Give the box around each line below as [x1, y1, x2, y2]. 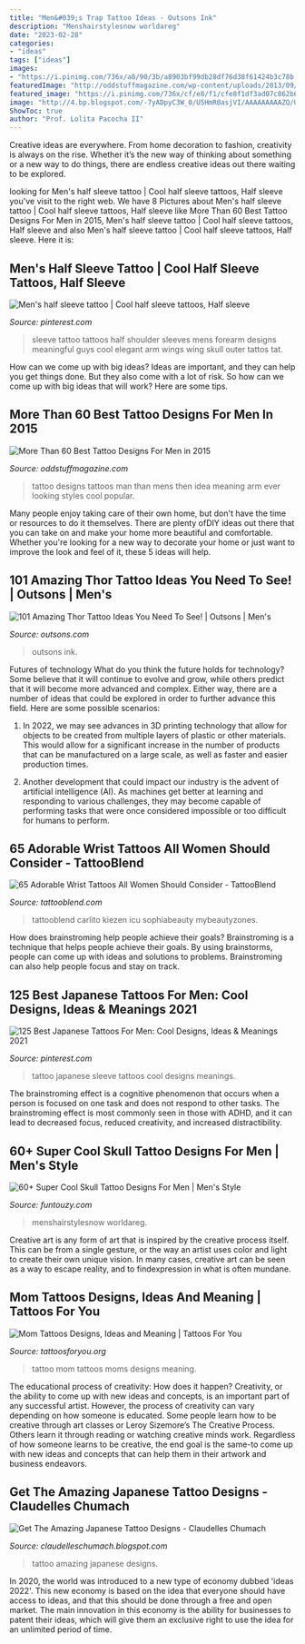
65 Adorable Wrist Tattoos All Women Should [9, 841, 271, 857]
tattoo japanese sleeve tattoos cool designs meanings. [31, 1071, 236, 1082]
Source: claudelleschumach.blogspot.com [9, 1540, 168, 1551]
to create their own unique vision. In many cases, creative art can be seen [9, 1254, 286, 1264]
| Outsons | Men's [9, 587, 113, 602]
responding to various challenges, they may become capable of [22, 796, 261, 807]
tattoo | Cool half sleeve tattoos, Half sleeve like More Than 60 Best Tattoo [9, 205, 288, 216]
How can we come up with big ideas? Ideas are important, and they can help [9, 361, 296, 372]
